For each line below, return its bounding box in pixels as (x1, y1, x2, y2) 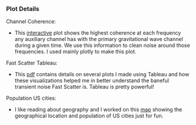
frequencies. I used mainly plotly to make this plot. (14, 48, 137, 55)
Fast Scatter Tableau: (6, 59, 58, 66)
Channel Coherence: (6, 18, 56, 25)
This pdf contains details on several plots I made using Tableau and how (14, 71, 190, 78)
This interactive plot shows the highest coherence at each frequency (14, 29, 181, 36)
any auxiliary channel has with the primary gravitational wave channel (14, 36, 183, 43)
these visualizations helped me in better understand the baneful (14, 77, 169, 84)
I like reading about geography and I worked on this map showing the (14, 106, 183, 113)
